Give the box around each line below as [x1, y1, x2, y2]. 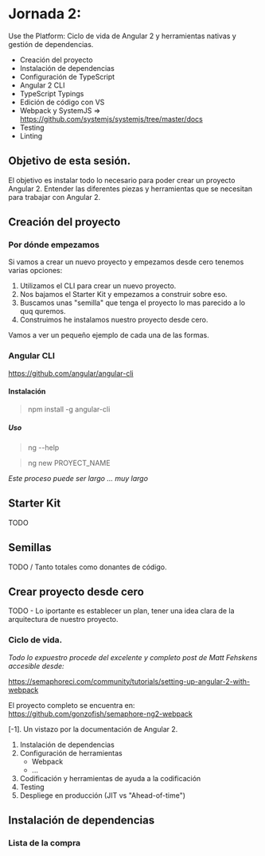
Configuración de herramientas [19, 748, 123, 757]
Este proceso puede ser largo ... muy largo [8, 473, 149, 483]
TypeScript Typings [19, 88, 84, 98]
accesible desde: [8, 661, 65, 670]
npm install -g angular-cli [27, 404, 111, 414]
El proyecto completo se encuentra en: [8, 700, 135, 709]
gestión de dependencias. [8, 39, 94, 49]
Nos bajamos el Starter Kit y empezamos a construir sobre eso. [19, 290, 228, 299]
